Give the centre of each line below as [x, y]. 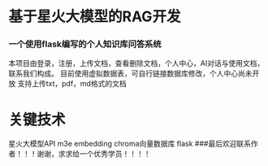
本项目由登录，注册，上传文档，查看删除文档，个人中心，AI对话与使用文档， [136, 63]
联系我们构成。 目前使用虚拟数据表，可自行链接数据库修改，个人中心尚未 [130, 73]
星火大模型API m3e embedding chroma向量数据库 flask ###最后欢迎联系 [130, 144]
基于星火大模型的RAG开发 [95, 17]
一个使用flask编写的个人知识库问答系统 [85, 44]
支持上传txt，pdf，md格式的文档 [72, 84]
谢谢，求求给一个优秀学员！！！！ [93, 154]
